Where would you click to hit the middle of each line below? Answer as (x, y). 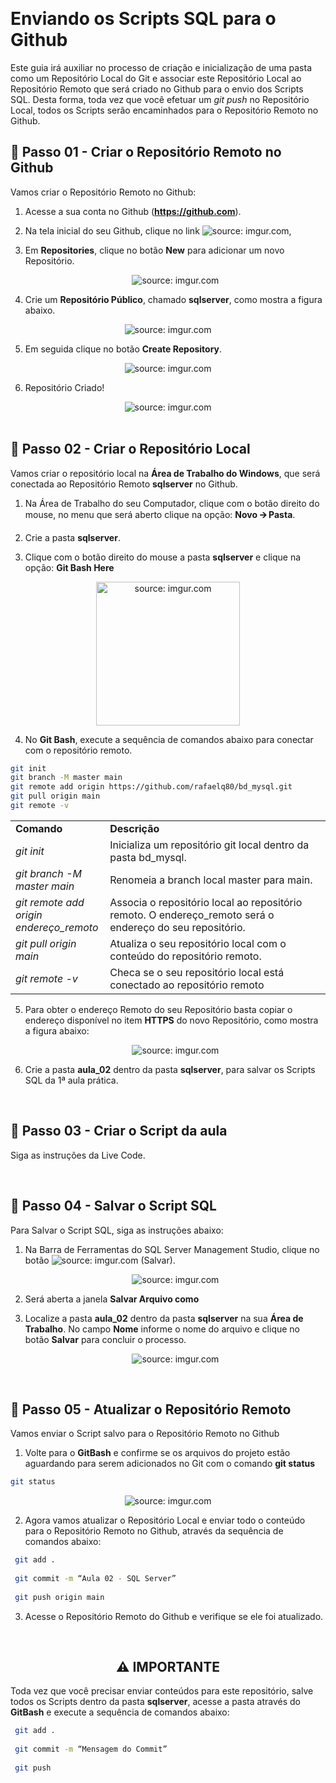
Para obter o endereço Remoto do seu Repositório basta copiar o (158, 1009)
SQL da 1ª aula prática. (71, 1080)
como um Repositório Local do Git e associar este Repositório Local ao (156, 78)
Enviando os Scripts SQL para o (143, 19)
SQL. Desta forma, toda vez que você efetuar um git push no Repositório (160, 99)
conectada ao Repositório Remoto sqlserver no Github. (124, 484)
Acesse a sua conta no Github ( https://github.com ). (133, 211)
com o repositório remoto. (78, 750)
